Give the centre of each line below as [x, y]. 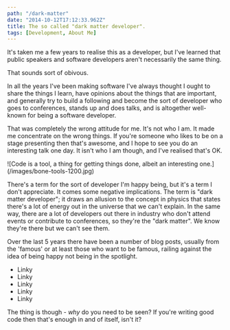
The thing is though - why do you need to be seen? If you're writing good [111, 312]
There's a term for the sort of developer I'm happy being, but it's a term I [110, 185]
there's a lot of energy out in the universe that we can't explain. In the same [114, 206]
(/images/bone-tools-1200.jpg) [51, 171]
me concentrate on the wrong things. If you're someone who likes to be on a [115, 136]
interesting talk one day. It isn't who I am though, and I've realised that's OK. [115, 151]
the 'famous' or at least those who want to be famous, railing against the [110, 249]
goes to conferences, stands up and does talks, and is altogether [99, 108]
